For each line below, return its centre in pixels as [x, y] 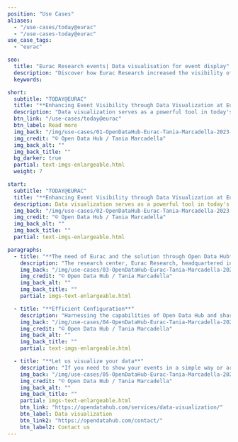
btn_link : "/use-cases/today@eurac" [68, 119]
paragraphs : [25, 250]
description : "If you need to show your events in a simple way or [121, 368]
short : [17, 92]
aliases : [20, 21]
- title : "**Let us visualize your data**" [79, 361]
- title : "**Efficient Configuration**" [74, 309]
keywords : [28, 79]
